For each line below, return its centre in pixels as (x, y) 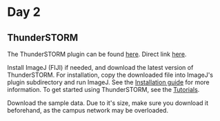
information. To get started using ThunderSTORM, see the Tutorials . (103, 90)
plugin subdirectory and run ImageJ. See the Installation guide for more (108, 82)
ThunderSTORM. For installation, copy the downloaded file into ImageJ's (110, 75)
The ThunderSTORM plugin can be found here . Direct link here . (97, 54)
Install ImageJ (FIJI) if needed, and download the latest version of (100, 67)
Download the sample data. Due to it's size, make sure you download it (108, 103)
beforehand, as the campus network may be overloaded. (88, 110)
